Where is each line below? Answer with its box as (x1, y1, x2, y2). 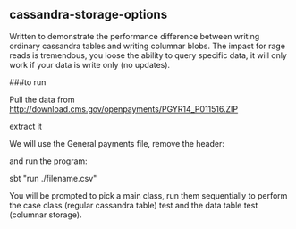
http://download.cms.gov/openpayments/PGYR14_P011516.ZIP (9, 103, 239, 114)
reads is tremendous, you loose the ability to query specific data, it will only (9, 49, 288, 61)
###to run (9, 76, 47, 88)
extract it (9, 121, 42, 131)
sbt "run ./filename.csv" (9, 173, 97, 183)
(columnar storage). (9, 209, 82, 220)
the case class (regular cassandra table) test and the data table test (9, 199, 258, 210)
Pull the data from (9, 94, 75, 105)
